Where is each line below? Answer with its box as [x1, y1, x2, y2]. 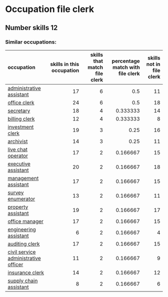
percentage [111, 57, 140, 64]
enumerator [7, 195, 35, 202]
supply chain [7, 277, 38, 284]
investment [7, 123, 34, 130]
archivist [7, 137, 28, 144]
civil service [7, 248, 36, 255]
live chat [7, 146, 27, 153]
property [7, 203, 28, 210]
